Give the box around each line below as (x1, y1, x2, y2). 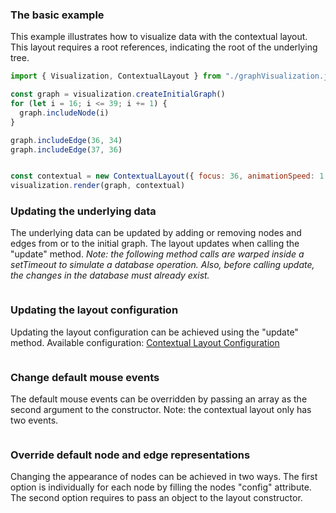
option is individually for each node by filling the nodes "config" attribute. (10, 481, 312, 493)
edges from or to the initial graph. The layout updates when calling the (10, 238, 300, 250)
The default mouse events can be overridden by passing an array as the (10, 393, 308, 405)
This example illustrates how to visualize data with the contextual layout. (10, 31, 308, 43)
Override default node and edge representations (10, 448, 251, 462)
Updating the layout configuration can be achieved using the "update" (10, 326, 299, 338)
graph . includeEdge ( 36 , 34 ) (10, 135, 123, 145)
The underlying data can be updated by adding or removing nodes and (10, 227, 302, 239)
